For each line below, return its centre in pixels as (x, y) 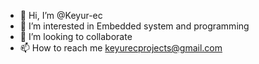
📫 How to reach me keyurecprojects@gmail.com (121, 48)
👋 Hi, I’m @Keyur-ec (61, 15)
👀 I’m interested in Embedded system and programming (134, 26)
